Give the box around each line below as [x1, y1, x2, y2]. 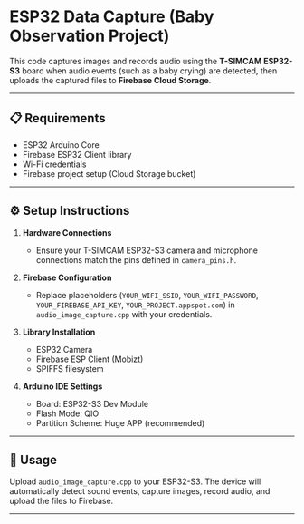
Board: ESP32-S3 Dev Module [35, 398, 149, 409]
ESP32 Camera [35, 344, 93, 354]
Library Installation [22, 326, 96, 337]
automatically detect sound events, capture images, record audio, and [9, 486, 271, 497]
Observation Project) [9, 25, 170, 46]
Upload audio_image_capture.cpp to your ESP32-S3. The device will [9, 476, 261, 487]
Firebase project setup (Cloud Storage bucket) [22, 168, 196, 179]
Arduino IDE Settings [22, 381, 103, 392]
